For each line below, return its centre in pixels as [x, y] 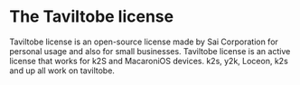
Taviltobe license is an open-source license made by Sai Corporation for [144, 42]
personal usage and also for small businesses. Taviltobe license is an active [150, 51]
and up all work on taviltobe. [62, 71]
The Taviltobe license [92, 17]
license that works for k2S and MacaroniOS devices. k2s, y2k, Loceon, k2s [149, 61]
